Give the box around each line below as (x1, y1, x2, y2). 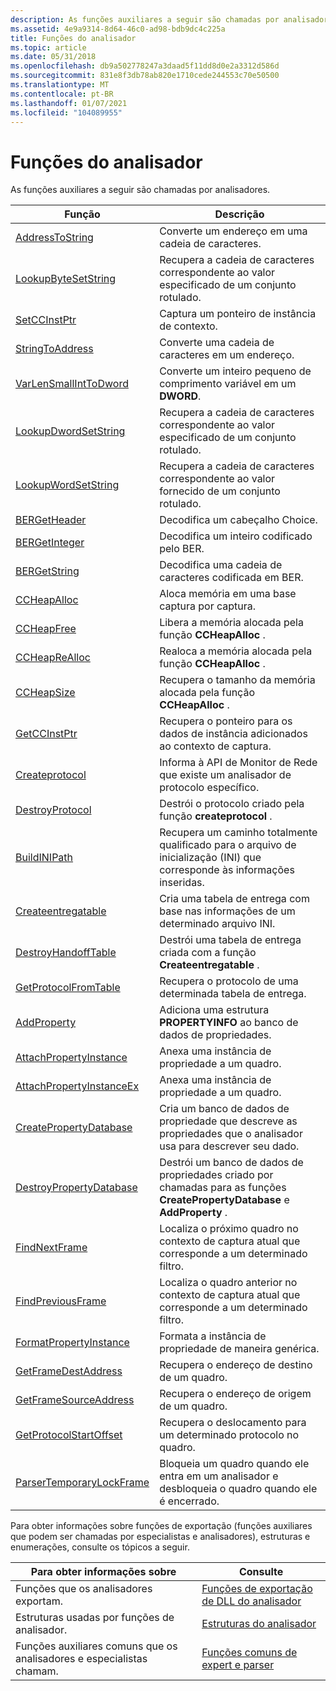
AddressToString (15, 231, 94, 245)
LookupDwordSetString (15, 424, 126, 438)
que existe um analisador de (159, 768, 292, 782)
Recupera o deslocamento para (159, 1416, 307, 1430)
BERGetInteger (15, 536, 85, 550)
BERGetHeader (15, 513, 87, 527)
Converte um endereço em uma (159, 224, 308, 238)
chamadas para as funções (159, 1181, 287, 1195)
